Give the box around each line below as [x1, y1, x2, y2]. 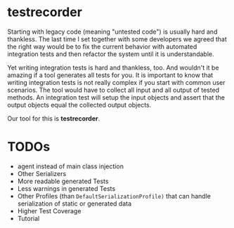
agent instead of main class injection [17, 162, 124, 170]
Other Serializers [17, 169, 67, 177]
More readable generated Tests [17, 177, 109, 185]
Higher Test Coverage [17, 206, 82, 215]
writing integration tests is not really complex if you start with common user [7, 78, 226, 86]
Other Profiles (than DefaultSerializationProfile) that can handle [17, 192, 211, 200]
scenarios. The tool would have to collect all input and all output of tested [7, 86, 220, 94]
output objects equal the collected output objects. [7, 100, 152, 109]
